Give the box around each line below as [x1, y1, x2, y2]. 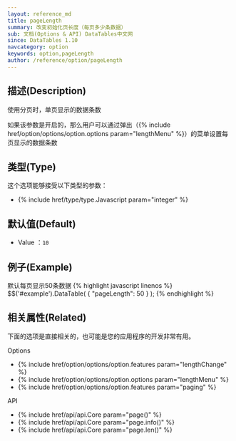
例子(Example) [7, 261, 73, 273]
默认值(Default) [7, 218, 76, 230]
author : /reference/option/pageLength [7, 57, 123, 64]
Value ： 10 [17, 238, 49, 247]
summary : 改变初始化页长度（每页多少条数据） [7, 24, 127, 31]
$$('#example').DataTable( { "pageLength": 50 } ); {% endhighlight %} [7, 289, 214, 298]
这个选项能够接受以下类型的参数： [7, 181, 108, 190]
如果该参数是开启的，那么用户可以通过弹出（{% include [7, 120, 171, 129]
